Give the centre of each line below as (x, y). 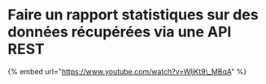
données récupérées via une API (120, 32)
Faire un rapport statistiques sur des (133, 15)
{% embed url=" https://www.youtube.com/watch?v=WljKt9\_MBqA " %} (127, 71)
